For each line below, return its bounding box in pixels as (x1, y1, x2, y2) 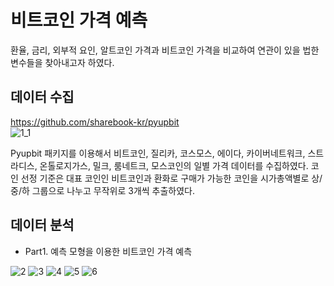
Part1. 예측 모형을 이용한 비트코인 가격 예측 (24, 245, 193, 257)
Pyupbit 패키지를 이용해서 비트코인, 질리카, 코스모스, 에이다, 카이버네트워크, (10, 147, 306, 159)
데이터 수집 (10, 89, 75, 106)
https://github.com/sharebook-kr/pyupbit (10, 116, 180, 128)
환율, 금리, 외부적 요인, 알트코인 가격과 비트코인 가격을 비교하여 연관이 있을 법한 (10, 44, 320, 56)
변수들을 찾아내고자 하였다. (10, 56, 115, 68)
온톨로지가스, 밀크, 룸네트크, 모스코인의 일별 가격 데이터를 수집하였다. (39, 159, 309, 171)
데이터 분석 (10, 217, 75, 234)
